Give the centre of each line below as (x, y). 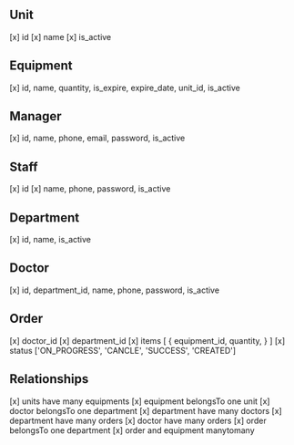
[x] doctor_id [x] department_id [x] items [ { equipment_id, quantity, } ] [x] (147, 340)
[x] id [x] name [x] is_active (61, 36)
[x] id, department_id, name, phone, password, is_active (115, 290)
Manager (35, 116)
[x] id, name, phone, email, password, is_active (97, 138)
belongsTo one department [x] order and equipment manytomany (132, 430)
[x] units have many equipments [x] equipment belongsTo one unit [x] (140, 401)
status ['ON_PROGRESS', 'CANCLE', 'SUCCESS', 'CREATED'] (123, 350)
